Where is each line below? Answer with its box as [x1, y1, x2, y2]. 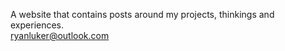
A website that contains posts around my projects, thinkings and [10, 9, 275, 20]
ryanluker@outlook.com [10, 30, 110, 41]
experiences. [10, 19, 65, 31]
